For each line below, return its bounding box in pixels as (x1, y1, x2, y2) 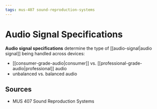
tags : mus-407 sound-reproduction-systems (5, 7, 95, 12)
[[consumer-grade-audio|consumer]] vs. (12, 60, 96, 66)
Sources (5, 85, 32, 94)
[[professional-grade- (97, 60, 142, 66)
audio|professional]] (12, 65, 54, 71)
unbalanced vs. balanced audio (12, 71, 77, 77)
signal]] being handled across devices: (5, 50, 85, 56)
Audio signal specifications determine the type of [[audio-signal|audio (5, 45, 152, 51)
